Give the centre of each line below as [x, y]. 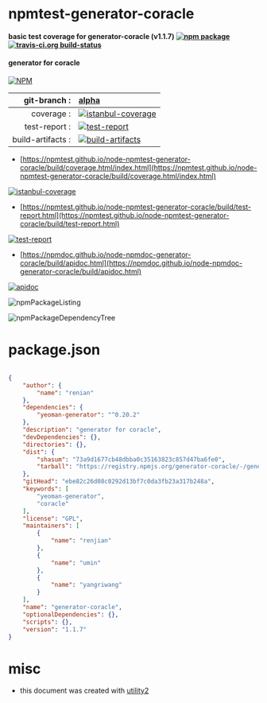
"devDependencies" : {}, [62, 437]
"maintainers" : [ [51, 526]
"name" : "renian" [65, 393]
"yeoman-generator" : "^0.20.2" [89, 415]
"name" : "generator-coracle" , [73, 608]
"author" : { [42, 385]
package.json [54, 350]
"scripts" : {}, [48, 622]
